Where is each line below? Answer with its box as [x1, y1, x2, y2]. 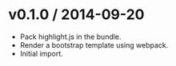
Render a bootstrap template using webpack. [19, 40, 169, 49]
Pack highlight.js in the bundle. [19, 32, 122, 41]
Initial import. [19, 49, 64, 58]
